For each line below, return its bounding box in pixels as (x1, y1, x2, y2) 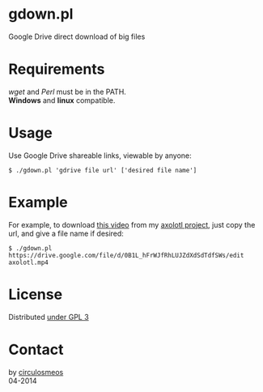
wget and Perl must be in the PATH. (8, 87, 127, 96)
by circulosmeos (8, 367, 64, 377)
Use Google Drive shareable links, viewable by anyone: (8, 151, 192, 160)
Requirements (8, 60, 105, 79)
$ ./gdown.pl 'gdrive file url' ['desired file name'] (8, 166, 197, 174)
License (8, 285, 63, 304)
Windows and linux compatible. (8, 95, 116, 105)
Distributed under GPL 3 (8, 312, 89, 322)
